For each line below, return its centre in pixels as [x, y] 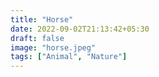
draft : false [37, 38]
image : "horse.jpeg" [53, 47]
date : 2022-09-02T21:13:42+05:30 [80, 29]
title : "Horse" [42, 19]
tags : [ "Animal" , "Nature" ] [69, 57]
